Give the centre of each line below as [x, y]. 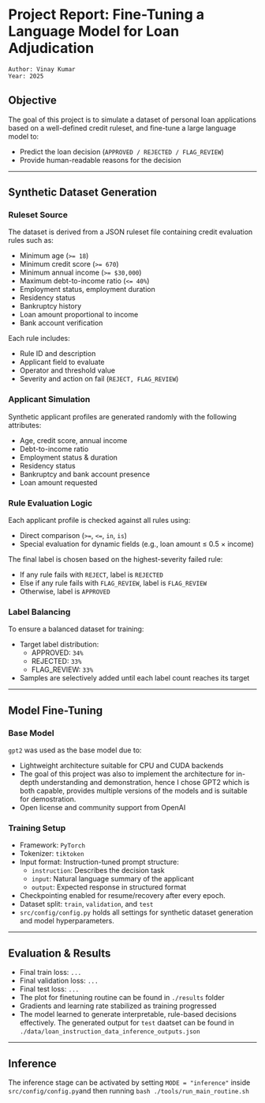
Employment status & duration [69, 457]
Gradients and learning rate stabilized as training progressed [118, 1006]
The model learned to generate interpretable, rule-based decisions [128, 1014]
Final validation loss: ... [59, 981]
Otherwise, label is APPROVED [65, 592]
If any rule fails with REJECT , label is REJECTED [91, 574]
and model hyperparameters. [67, 921]
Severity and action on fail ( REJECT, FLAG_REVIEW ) [99, 379]
